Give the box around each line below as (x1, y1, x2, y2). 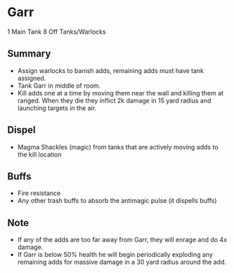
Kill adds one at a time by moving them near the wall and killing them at (17, 88, 223, 97)
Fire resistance (17, 189, 61, 197)
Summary (7, 48, 51, 60)
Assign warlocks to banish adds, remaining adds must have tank (17, 66, 204, 74)
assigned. (17, 74, 46, 82)
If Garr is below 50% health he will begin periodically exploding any (17, 251, 213, 259)
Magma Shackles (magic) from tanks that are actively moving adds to (17, 142, 219, 151)
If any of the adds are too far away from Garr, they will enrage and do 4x (17, 236, 227, 244)
